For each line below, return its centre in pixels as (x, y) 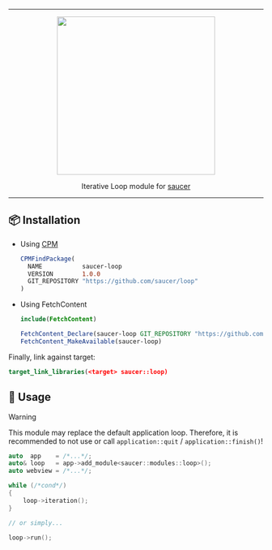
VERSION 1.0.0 (64, 274)
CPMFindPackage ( (47, 259)
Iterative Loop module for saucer (136, 186)
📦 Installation (45, 220)
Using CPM (39, 243)
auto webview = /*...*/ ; (50, 471)
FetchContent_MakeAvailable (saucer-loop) (91, 342)
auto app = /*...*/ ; (50, 456)
